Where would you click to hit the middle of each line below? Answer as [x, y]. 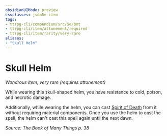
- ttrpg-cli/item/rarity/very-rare [43, 33]
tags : [11, 19]
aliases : [15, 39]
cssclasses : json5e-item [32, 15]
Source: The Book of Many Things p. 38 [47, 128]
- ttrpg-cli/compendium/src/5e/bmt [43, 24]
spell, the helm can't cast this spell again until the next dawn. [69, 118]
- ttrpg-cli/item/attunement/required [46, 29]
